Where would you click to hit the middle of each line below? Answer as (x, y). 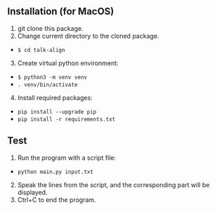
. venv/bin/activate (47, 84)
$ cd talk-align (41, 50)
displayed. (32, 192)
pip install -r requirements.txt (66, 119)
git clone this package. (50, 28)
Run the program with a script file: (67, 158)
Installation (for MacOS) (61, 12)
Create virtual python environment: (68, 63)
